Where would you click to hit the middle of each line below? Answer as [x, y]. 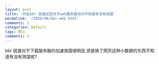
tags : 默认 [15, 32]
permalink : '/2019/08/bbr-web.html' [42, 18]
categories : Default [26, 27]
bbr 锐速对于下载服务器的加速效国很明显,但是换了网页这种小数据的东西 [76, 51]
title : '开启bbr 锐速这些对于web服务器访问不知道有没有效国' [60, 14]
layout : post [18, 9]
